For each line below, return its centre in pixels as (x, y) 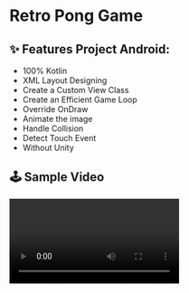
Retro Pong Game (76, 16)
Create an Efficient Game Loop (80, 99)
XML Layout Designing (65, 80)
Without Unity (48, 147)
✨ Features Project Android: (90, 49)
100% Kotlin (45, 71)
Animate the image (57, 119)
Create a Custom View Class (76, 90)
